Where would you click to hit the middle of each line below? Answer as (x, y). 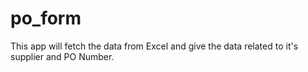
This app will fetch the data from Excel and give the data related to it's (154, 46)
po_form (46, 18)
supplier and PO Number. (62, 56)
